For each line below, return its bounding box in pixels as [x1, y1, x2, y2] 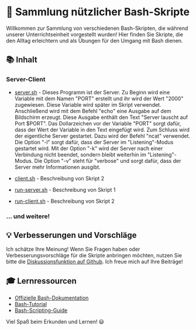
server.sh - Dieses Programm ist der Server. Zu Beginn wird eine [14, 89, 170, 96]
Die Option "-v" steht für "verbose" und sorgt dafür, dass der [34, 157, 181, 164]
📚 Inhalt [6, 55, 37, 65]
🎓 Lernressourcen [6, 275, 77, 286]
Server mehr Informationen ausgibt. [14, 164, 101, 171]
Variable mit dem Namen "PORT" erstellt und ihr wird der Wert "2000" [14, 95, 184, 102]
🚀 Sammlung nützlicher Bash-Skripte [6, 5, 190, 19]
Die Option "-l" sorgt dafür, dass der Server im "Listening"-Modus [14, 138, 174, 145]
